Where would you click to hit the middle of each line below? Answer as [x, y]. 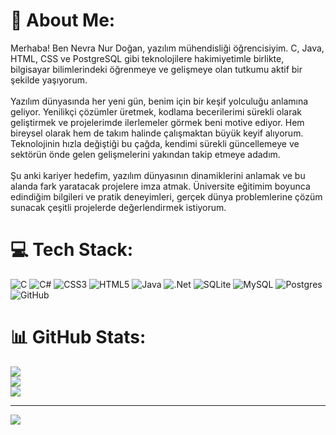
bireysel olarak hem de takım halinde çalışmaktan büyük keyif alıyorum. [157, 133]
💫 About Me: [63, 20]
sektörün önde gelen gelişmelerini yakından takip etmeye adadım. [145, 154]
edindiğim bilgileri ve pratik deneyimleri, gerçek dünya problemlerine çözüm [166, 196]
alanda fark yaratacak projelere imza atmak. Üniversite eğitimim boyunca [160, 186]
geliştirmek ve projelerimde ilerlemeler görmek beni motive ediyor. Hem [157, 122]
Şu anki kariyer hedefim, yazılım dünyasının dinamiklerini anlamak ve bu [158, 175]
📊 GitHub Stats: [78, 337]
